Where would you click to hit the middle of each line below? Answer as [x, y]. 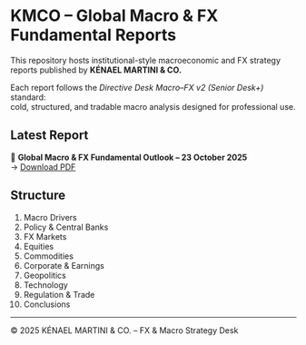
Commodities [48, 256]
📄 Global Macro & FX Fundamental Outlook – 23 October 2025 [129, 157]
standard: [28, 97]
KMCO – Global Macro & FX [114, 16]
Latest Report [49, 136]
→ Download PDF [43, 167]
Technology [46, 285]
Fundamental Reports [94, 35]
